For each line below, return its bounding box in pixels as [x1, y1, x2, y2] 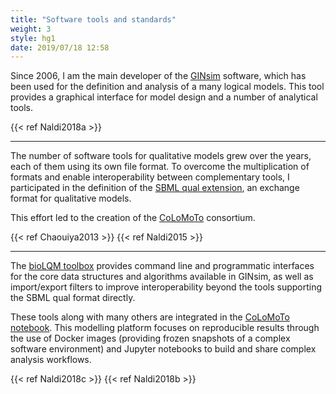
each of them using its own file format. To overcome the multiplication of [10, 161, 310, 173]
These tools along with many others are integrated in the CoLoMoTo [10, 311, 290, 323]
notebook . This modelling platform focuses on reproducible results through [10, 322, 320, 334]
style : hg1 [10, 33, 56, 43]
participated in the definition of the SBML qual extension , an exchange [10, 182, 300, 194]
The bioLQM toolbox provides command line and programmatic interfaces [10, 260, 315, 272]
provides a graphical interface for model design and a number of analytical [10, 91, 318, 103]
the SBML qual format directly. [10, 292, 136, 304]
